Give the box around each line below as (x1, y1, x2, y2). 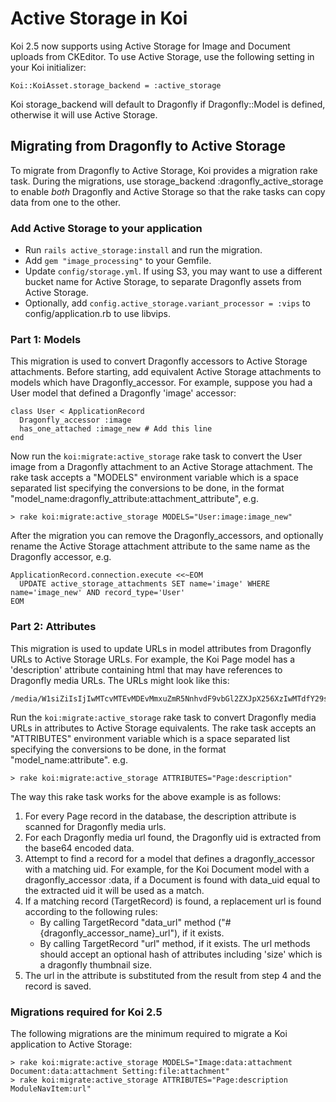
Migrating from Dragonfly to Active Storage (10, 138, 287, 155)
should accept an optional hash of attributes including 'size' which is (39, 948, 323, 960)
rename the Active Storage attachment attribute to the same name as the (10, 540, 311, 552)
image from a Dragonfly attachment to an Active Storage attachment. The (10, 461, 313, 473)
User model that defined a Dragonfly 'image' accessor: (10, 387, 237, 399)
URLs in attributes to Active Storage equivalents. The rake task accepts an (10, 722, 317, 734)
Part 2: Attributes (10, 620, 97, 634)
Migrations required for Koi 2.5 (10, 1005, 163, 1019)
